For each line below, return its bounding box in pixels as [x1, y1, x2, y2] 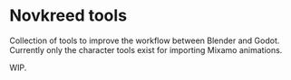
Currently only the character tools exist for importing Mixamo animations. [9, 44, 283, 55]
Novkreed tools [9, 5, 128, 26]
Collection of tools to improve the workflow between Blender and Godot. [9, 35, 280, 46]
